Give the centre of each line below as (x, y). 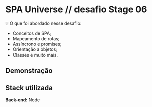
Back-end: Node (23, 100)
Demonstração (29, 71)
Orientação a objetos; (35, 49)
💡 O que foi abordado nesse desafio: (43, 23)
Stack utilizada (29, 88)
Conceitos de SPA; (32, 33)
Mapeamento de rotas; (36, 38)
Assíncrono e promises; (37, 44)
